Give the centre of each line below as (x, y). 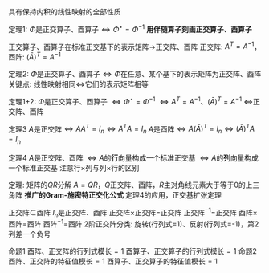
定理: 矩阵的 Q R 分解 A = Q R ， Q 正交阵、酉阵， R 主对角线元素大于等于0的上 (130, 185)
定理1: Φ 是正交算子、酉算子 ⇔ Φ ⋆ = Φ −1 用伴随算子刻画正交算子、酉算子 (130, 29)
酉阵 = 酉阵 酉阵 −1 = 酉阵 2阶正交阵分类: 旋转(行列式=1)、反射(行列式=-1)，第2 (134, 223)
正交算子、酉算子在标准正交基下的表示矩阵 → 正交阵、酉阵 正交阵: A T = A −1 (131, 46)
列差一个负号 (29, 234)
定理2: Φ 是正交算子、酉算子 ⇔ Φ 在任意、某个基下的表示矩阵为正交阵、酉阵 (135, 74)
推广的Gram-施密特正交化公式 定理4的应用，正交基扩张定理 (123, 194)
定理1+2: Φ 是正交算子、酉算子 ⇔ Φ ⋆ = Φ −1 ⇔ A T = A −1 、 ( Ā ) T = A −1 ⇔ (131, 100)
